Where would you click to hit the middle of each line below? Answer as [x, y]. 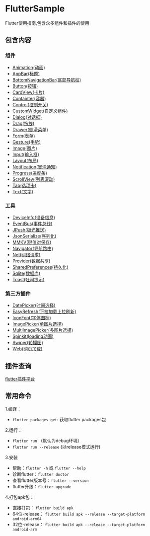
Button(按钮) [25, 86]
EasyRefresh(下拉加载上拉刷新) [44, 311]
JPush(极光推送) [29, 230]
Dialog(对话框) [27, 117]
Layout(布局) [25, 160]
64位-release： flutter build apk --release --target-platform [79, 514]
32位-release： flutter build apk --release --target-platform [78, 524]
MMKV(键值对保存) [32, 242]
